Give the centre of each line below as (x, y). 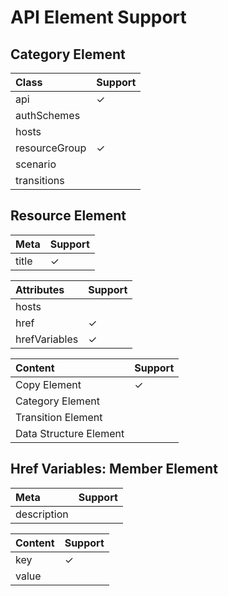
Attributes (40, 289)
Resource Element (68, 216)
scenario (36, 164)
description (42, 514)
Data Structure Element (70, 433)
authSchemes (48, 115)
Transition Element (59, 417)
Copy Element (48, 384)
